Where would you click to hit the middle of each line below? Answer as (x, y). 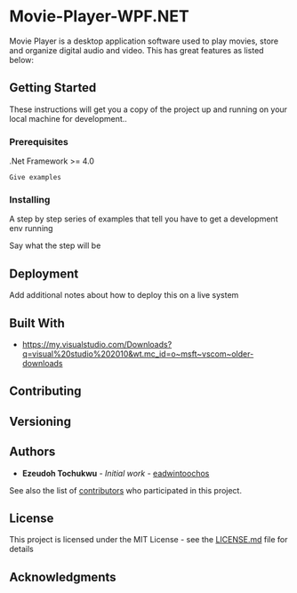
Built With (37, 323)
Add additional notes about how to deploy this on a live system (124, 295)
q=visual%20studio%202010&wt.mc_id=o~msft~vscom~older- (138, 354)
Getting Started (53, 88)
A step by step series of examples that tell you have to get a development (144, 219)
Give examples (36, 178)
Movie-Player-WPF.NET (99, 16)
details (21, 549)
